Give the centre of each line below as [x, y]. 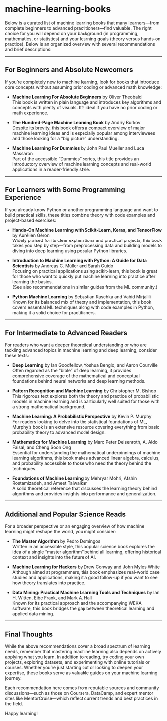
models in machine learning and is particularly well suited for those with [86, 401]
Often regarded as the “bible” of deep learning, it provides [72, 371]
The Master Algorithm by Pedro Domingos [56, 541]
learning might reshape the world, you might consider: [61, 532]
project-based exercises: [31, 220]
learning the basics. [33, 282]
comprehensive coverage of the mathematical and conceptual [76, 376]
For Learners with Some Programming [65, 190]
